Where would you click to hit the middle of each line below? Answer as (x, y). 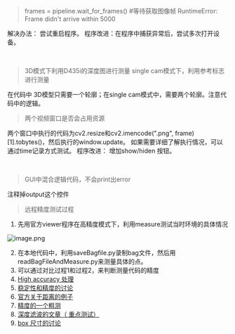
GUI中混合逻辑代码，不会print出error (78, 179)
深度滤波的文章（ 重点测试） (58, 314)
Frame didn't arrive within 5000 (70, 19)
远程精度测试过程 (49, 209)
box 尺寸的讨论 (39, 323)
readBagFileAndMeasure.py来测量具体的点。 (82, 262)
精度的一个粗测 (39, 306)
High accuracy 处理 (46, 279)
